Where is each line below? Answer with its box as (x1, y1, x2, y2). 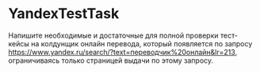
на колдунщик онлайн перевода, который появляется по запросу (30, 38, 253, 48)
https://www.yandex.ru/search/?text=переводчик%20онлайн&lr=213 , (8, 47, 238, 57)
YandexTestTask (8, 5, 120, 23)
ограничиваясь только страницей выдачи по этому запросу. (8, 56, 214, 65)
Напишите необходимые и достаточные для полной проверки (8, 31, 220, 40)
